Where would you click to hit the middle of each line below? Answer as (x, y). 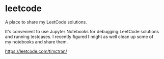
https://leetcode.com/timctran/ (36, 51)
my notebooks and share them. (37, 41)
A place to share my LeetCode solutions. (46, 22)
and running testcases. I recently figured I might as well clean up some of (79, 37)
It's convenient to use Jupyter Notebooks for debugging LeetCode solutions (82, 31)
